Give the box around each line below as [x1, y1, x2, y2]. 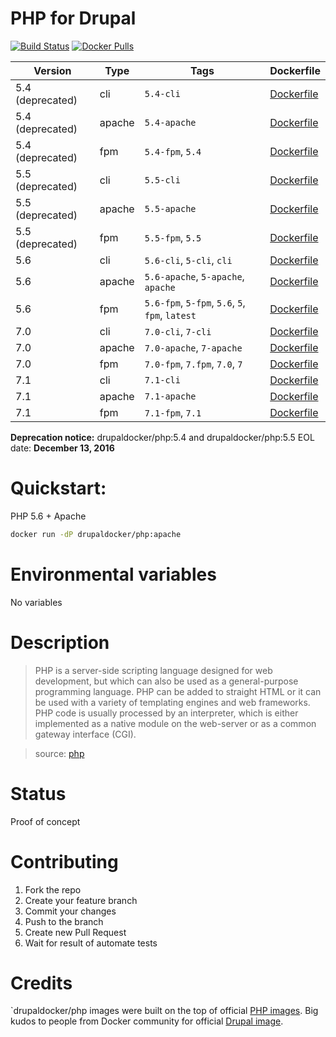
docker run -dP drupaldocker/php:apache [10, 529, 182, 539]
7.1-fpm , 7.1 [144, 405, 202, 419]
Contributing [10, 850, 119, 873]
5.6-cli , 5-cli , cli [144, 253, 233, 267]
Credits [10, 972, 73, 994]
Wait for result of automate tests [24, 937, 158, 949]
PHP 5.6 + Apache [10, 510, 87, 522]
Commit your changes [24, 905, 117, 917]
